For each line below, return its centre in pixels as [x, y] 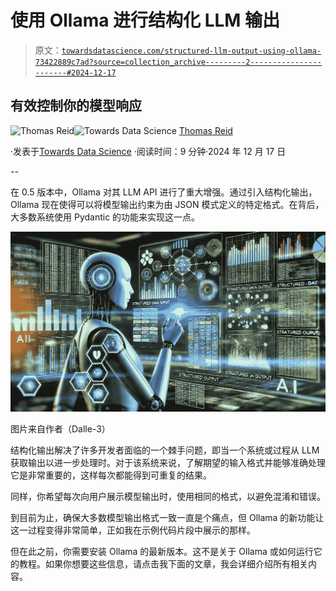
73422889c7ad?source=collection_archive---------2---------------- [178, 62]
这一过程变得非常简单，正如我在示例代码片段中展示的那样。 [133, 530]
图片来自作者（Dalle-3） [60, 428]
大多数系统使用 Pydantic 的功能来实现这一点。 [105, 217]
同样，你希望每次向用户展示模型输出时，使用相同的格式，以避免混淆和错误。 [168, 496]
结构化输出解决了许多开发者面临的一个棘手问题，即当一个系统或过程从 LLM [165, 450]
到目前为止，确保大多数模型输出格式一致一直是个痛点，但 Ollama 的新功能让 [167, 517]
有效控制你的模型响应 [76, 106]
